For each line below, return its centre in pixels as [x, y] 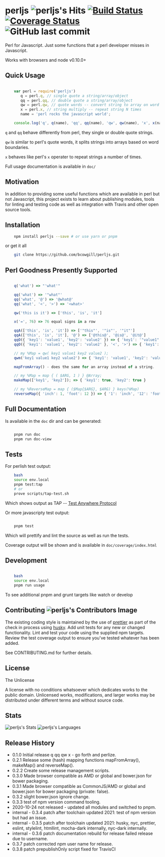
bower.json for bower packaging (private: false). [61, 791]
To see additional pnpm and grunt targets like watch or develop [69, 595]
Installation [23, 225]
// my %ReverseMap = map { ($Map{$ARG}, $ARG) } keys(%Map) [77, 389]
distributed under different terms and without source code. [65, 700]
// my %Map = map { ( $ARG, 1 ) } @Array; [58, 376]
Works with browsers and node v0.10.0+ [46, 60]
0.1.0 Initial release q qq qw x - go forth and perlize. [64, 755]
